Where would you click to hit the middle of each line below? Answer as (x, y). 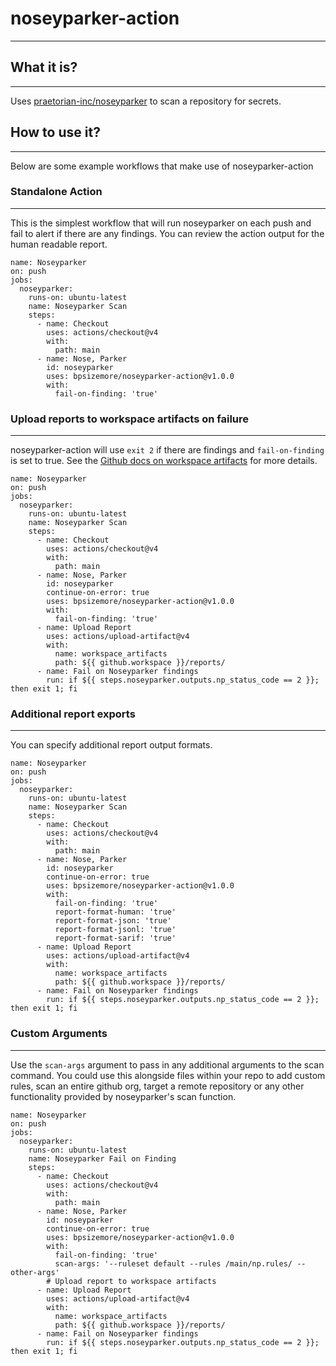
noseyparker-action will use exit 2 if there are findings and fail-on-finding (167, 450)
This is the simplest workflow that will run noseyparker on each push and (161, 223)
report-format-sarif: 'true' (115, 938)
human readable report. (59, 244)
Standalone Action (56, 192)
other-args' (35, 1272)
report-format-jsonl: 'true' (115, 930)
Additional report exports (73, 714)
